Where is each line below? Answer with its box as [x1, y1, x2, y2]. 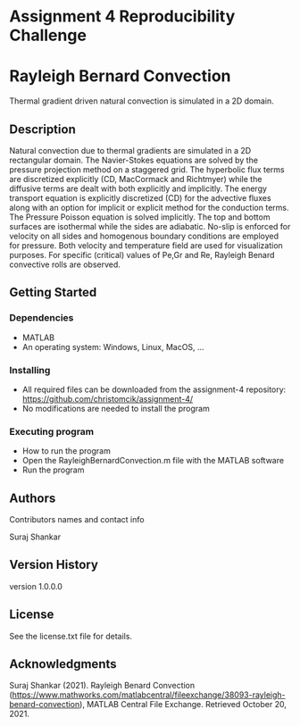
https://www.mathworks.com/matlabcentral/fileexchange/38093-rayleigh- [12, 689, 286, 700]
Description [9, 121, 76, 137]
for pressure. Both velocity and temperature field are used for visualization [9, 239, 283, 251]
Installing [9, 363, 51, 376]
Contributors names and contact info [9, 514, 145, 525]
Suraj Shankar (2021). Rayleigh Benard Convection [9, 680, 196, 691]
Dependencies [9, 312, 74, 324]
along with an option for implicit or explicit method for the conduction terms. [9, 202, 289, 213]
